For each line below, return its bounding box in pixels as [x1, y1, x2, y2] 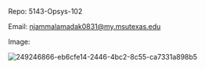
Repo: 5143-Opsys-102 [8, 7, 83, 16]
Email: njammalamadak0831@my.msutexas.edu [8, 22, 161, 31]
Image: [8, 37, 31, 46]
